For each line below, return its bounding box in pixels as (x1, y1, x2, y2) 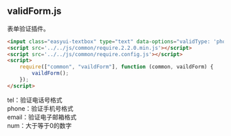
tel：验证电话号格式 (7, 96, 63, 104)
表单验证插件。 (7, 24, 49, 33)
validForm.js (7, 5, 62, 17)
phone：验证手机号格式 (7, 104, 74, 112)
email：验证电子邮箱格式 (7, 113, 77, 121)
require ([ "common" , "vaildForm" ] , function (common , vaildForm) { (19, 64, 214, 70)
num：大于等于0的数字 (7, 121, 72, 129)
